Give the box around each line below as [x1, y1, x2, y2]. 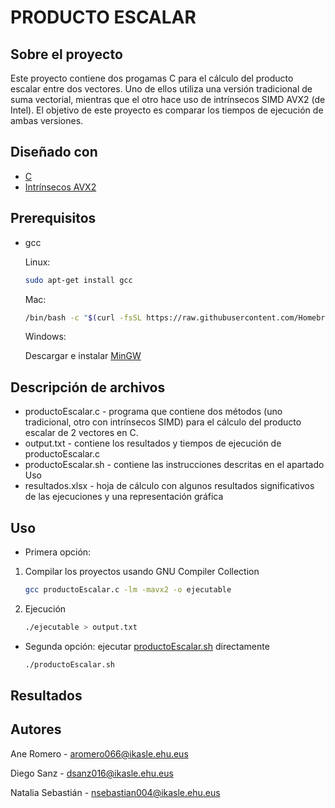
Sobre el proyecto [10, 46, 123, 63]
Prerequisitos [10, 210, 97, 227]
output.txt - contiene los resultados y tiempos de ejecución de [24, 437, 282, 450]
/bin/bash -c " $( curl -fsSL [24, 312, 143, 323]
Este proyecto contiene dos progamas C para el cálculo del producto [10, 72, 294, 84]
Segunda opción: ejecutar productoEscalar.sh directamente [24, 640, 270, 652]
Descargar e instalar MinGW [24, 350, 142, 362]
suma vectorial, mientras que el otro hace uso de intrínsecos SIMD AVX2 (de [10, 94, 326, 105]
